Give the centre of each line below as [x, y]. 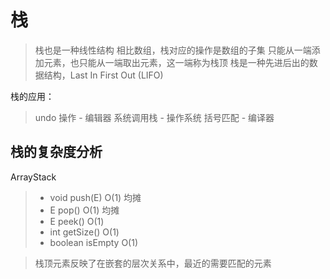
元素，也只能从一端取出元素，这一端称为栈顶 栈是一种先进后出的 [176, 62]
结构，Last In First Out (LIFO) [103, 75]
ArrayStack [33, 177]
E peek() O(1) [77, 221]
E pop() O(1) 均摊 [84, 210]
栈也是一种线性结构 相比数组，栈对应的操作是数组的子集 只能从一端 [173, 50]
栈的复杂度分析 [56, 152]
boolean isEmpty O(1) [94, 242]
